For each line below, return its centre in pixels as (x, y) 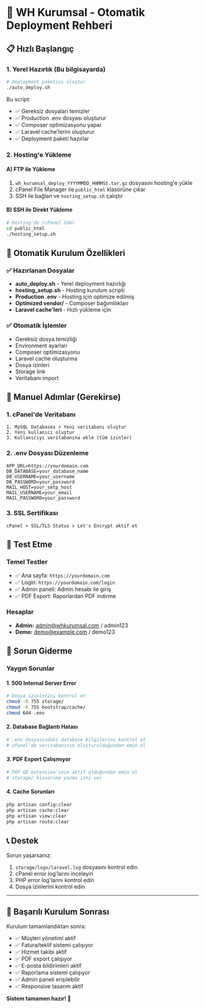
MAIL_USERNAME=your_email (39, 492)
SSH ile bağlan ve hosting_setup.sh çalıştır (69, 195)
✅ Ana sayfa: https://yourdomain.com (62, 575)
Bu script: (18, 99)
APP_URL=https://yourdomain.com (47, 466)
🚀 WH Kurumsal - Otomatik (76, 13)
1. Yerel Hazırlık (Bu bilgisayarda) (56, 69)
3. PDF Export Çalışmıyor (39, 759)
